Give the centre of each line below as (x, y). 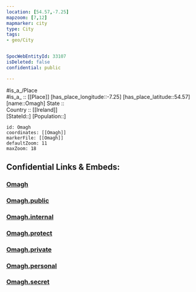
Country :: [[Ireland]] (32, 109)
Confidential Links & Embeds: (63, 167)
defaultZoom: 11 (27, 143)
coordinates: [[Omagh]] (36, 132)
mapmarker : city (27, 23)
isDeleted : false (28, 62)
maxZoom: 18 (21, 148)
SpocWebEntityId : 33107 (36, 56)
